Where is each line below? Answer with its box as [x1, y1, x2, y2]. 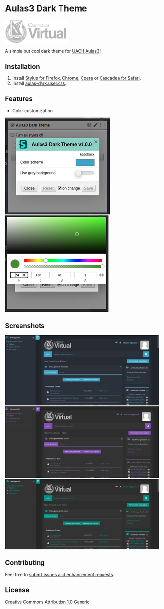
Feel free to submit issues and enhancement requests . [5, 572, 115, 578]
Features [5, 95, 33, 103]
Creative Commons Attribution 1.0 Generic [5, 599, 90, 605]
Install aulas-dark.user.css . [12, 80, 67, 86]
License [5, 586, 30, 594]
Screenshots [5, 321, 45, 330]
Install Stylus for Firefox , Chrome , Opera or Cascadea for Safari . [12, 75, 141, 81]
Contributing [5, 559, 45, 567]
